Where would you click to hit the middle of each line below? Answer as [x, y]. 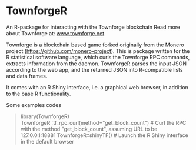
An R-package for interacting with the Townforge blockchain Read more [93, 27]
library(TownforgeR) [45, 116]
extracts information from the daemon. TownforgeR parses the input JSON [97, 64]
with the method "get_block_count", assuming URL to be [89, 129]
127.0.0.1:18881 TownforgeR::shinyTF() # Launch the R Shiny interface [104, 135]
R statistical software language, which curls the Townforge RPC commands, [98, 57]
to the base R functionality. [39, 94]
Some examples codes [34, 105]
